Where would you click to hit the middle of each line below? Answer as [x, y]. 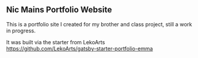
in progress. [21, 30]
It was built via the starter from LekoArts [56, 42]
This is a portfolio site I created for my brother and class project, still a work [99, 24]
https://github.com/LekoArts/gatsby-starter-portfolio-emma [80, 48]
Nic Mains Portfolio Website [59, 10]
